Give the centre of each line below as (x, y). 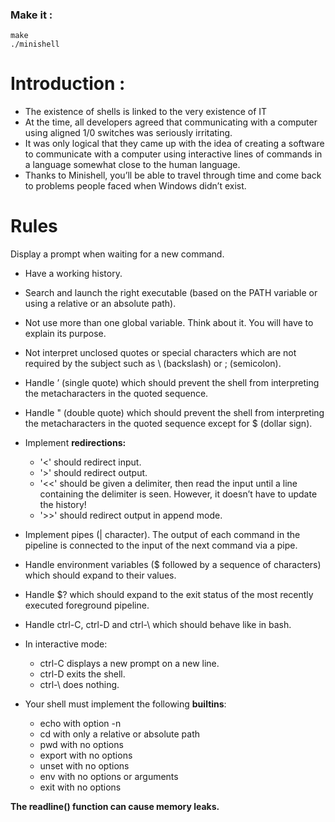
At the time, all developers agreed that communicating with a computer (171, 122)
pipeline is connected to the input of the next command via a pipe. (161, 545)
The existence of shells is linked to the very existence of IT (146, 112)
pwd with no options (81, 745)
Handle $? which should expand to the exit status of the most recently (169, 595)
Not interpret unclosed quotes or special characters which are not (160, 353)
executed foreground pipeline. (87, 605)
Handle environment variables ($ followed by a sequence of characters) (173, 565)
